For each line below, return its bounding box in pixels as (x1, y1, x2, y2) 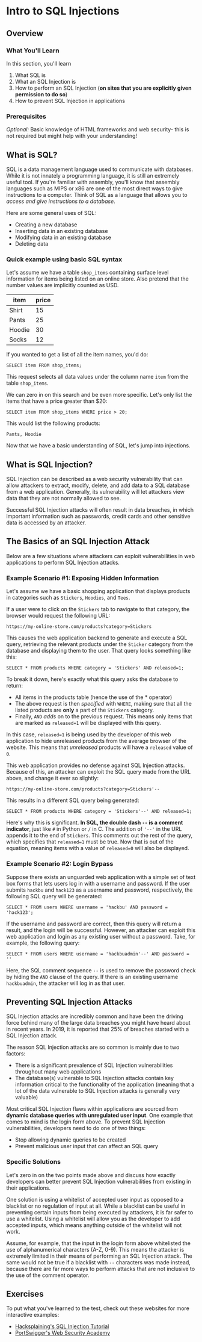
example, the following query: (6, 939, 80, 946)
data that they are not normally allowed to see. (6, 495, 121, 502)
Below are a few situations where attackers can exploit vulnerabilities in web (6, 552, 195, 559)
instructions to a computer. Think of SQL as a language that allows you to (6, 191, 188, 198)
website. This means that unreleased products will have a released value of (6, 744, 194, 751)
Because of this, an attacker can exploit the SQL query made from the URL (6, 768, 191, 775)
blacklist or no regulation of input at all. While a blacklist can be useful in (6, 1202, 185, 1210)
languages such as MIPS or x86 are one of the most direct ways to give (6, 185, 183, 192)
